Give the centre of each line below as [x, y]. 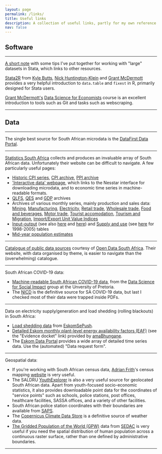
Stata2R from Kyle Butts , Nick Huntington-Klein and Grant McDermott [74, 78]
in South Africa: [20, 316]
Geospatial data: [21, 360]
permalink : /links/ [25, 14]
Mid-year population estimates [42, 234]
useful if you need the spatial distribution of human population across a [83, 431]
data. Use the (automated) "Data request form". [59, 346]
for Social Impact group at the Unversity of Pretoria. [63, 287]
